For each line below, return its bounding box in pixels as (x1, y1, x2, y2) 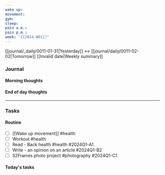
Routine (5, 119, 22, 125)
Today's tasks (5, 164, 34, 170)
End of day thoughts (5, 89, 48, 95)
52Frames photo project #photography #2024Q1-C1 (12, 152, 117, 158)
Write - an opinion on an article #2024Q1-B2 (12, 147, 102, 153)
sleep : (5, 21, 19, 26)
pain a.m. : (5, 26, 27, 30)
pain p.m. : (5, 30, 27, 35)
